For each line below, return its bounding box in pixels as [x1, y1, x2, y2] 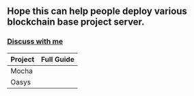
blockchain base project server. [7, 16, 145, 28]
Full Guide [40, 54, 75, 64]
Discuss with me [7, 37, 64, 47]
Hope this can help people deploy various [7, 5, 188, 17]
